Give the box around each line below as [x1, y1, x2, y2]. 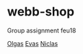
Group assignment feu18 [7, 26, 77, 34]
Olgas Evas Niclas [7, 39, 58, 47]
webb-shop [7, 4, 75, 20]
